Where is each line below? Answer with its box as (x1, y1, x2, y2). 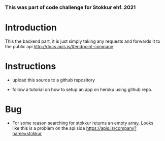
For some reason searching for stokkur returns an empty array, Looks (12, 120, 154, 126)
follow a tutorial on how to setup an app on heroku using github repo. (12, 86, 153, 92)
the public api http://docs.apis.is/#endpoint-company (5, 43, 113, 49)
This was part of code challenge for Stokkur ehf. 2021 (5, 4, 136, 11)
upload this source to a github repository (12, 77, 95, 83)
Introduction (5, 22, 57, 33)
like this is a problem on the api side (12, 125, 85, 131)
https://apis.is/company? (86, 125, 137, 131)
